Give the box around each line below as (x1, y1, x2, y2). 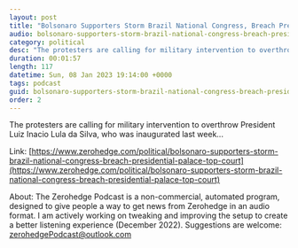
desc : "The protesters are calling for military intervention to (9, 46, 255, 55)
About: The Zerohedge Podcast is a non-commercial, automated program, (9, 191, 280, 202)
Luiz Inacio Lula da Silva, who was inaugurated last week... (9, 129, 224, 140)
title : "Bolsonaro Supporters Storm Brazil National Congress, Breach (9, 21, 276, 30)
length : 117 (9, 63, 53, 72)
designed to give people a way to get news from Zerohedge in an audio (9, 201, 271, 212)
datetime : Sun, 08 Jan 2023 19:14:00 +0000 (9, 71, 173, 80)
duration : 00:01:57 (9, 54, 82, 63)
